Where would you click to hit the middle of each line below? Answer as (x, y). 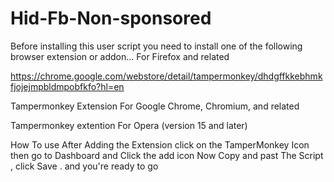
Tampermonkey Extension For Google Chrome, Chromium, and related (155, 106)
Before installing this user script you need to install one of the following (156, 46)
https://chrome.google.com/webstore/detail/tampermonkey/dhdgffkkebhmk (166, 76)
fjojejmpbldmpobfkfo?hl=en (67, 86)
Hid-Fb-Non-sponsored (111, 18)
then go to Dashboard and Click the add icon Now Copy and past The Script (167, 155)
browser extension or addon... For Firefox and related (120, 56)
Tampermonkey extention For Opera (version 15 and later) (129, 125)
